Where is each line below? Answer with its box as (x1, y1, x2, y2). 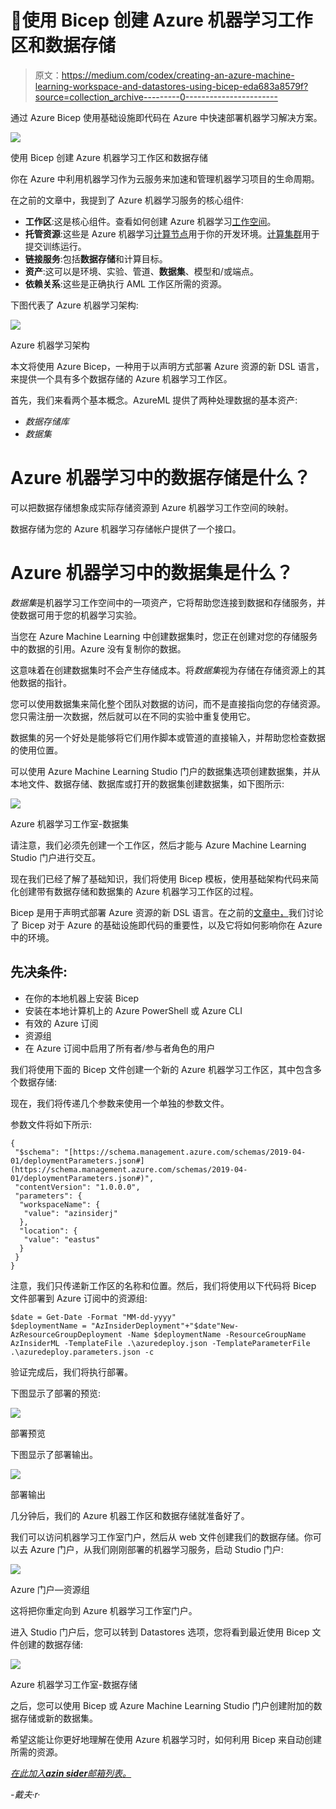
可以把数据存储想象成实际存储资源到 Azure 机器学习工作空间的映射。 (10, 501, 294, 513)
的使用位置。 (10, 744, 63, 756)
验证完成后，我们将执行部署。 (10, 1366, 133, 1378)
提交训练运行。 (24, 240, 87, 252)
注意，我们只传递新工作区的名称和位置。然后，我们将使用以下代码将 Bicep (10, 1279, 317, 1291)
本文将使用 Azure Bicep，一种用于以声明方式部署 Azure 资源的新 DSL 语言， (10, 360, 325, 372)
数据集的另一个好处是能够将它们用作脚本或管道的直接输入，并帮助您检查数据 (10, 731, 326, 743)
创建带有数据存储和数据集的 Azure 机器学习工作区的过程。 (18, 885, 259, 897)
